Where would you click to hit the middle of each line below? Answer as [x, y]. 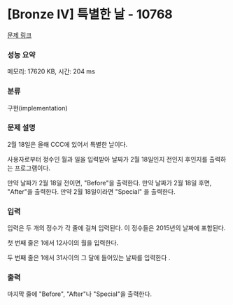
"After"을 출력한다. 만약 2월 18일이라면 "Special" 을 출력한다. [92, 191]
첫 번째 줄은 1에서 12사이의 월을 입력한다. [63, 243]
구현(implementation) [37, 108]
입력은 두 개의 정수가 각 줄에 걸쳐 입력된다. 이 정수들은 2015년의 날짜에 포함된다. [116, 228]
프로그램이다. [33, 168]
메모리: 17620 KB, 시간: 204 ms [51, 71]
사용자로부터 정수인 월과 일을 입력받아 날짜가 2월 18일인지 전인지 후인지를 [107, 159]
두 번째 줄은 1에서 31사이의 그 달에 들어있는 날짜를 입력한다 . [89, 258]
